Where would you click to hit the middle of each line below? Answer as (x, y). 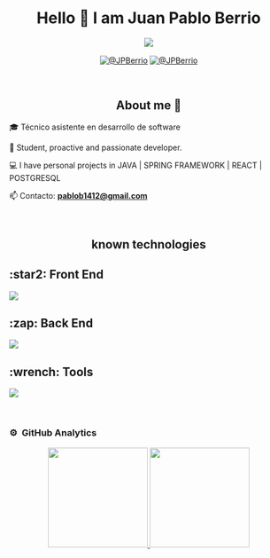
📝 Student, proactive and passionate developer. (96, 148)
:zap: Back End (51, 323)
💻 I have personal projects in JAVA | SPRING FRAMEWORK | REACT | (136, 165)
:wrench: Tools (51, 372)
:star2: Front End (57, 275)
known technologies (149, 244)
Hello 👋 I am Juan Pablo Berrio (149, 18)
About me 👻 (149, 105)
